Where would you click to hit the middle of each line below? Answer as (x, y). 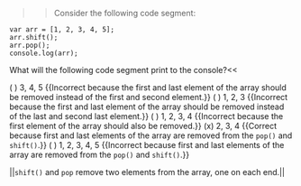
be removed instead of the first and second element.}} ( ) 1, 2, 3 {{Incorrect (149, 97)
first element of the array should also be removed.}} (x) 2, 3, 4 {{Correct (143, 126)
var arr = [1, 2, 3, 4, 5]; (62, 30)
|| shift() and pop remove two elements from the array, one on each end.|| (147, 172)
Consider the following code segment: (125, 13)
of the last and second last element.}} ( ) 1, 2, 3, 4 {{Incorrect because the (146, 116)
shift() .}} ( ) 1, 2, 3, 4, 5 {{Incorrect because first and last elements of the (147, 145)
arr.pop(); (30, 45)
